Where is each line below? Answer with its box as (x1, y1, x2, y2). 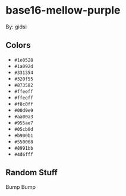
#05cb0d (14, 126, 33, 132)
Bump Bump (5, 183, 36, 190)
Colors (5, 40, 31, 50)
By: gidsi (5, 23, 27, 30)
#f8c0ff (14, 101, 33, 107)
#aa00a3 (14, 114, 33, 120)
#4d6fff (14, 152, 33, 158)
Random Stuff (5, 168, 58, 178)
